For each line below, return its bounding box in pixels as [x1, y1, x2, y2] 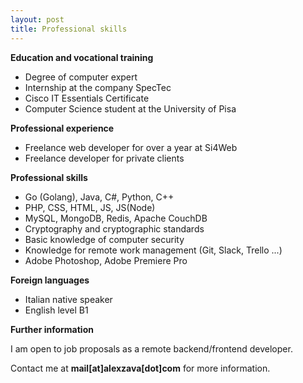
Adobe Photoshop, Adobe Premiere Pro [24, 254, 188, 266]
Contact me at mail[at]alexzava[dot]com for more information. [10, 362, 271, 374]
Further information [10, 323, 94, 335]
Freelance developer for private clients [24, 152, 185, 164]
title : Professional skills [10, 24, 128, 34]
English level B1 [24, 304, 89, 316]
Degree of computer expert [24, 71, 138, 83]
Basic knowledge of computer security [24, 233, 185, 245]
